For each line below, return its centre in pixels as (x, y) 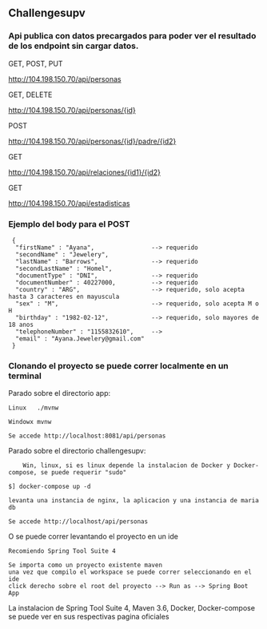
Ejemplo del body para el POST (69, 224)
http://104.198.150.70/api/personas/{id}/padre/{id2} (92, 141)
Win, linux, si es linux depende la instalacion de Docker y (126, 466)
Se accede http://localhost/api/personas (78, 522)
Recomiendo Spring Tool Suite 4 (62, 551)
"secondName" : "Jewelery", (62, 254)
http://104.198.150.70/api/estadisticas (69, 203)
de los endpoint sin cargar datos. (74, 46)
